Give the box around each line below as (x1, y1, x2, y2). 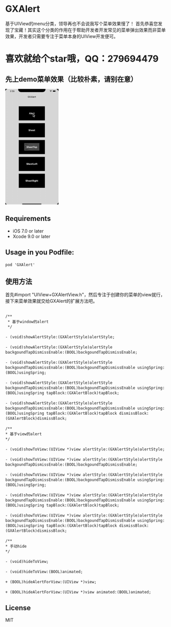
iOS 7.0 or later (12, 227, 44, 234)
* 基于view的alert (5, 432, 42, 437)
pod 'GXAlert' (5, 262, 36, 267)
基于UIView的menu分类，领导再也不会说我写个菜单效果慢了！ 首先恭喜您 (5, 20, 158, 26)
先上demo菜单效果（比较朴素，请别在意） (5, 75, 137, 83)
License (5, 604, 31, 612)
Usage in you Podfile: (5, 248, 74, 257)
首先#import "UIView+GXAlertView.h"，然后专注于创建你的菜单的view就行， (5, 292, 165, 298)
